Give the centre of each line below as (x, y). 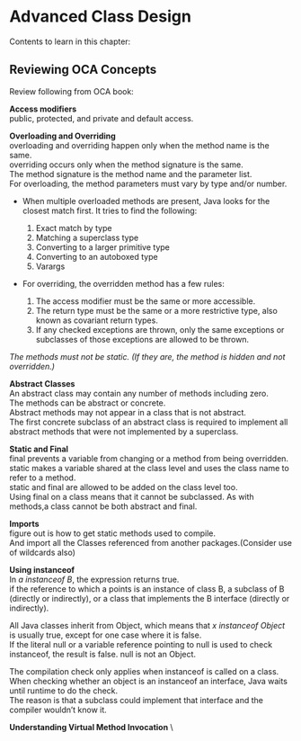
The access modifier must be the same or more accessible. (146, 301)
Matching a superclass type (87, 237)
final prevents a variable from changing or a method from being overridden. (149, 458)
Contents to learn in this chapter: (70, 41)
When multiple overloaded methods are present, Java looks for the (146, 201)
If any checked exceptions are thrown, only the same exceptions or (160, 329)
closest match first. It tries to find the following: (110, 210)
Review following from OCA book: (72, 91)
